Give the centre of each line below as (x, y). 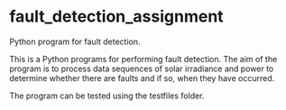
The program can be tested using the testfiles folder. (107, 96)
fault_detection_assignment (116, 17)
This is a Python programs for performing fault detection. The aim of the (143, 59)
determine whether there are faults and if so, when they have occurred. (142, 78)
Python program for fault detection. (75, 41)
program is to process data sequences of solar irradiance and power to (142, 69)
